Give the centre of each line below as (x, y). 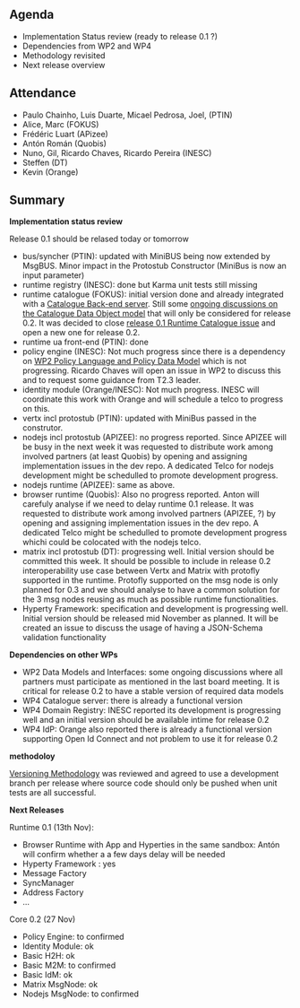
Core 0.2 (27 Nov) (43, 919)
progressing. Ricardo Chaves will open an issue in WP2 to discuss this (152, 370)
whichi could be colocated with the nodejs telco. (111, 543)
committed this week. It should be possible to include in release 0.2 (146, 561)
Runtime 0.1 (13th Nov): (51, 828)
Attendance (43, 93)
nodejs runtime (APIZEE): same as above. (99, 485)
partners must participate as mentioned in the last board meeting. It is (151, 682)
